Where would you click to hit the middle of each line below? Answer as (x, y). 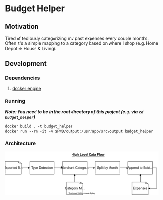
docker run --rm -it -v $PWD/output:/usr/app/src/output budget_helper (79, 131)
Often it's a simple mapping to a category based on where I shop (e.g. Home (81, 43)
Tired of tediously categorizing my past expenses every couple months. (77, 38)
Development (26, 64)
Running (15, 101)
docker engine (27, 88)
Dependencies (23, 78)
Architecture (20, 143)
